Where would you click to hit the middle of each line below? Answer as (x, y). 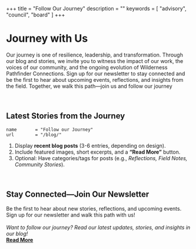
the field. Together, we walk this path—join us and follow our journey (89, 86)
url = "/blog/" (34, 135)
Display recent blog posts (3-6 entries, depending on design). (90, 145)
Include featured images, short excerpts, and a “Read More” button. (97, 152)
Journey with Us (47, 39)
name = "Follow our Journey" (50, 130)
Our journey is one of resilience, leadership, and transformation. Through (95, 55)
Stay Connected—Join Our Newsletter (78, 195)
